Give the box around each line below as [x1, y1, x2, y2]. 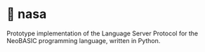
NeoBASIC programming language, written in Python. [6, 36, 161, 44]
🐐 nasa [6, 6, 47, 22]
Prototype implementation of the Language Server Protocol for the [6, 29, 199, 37]
